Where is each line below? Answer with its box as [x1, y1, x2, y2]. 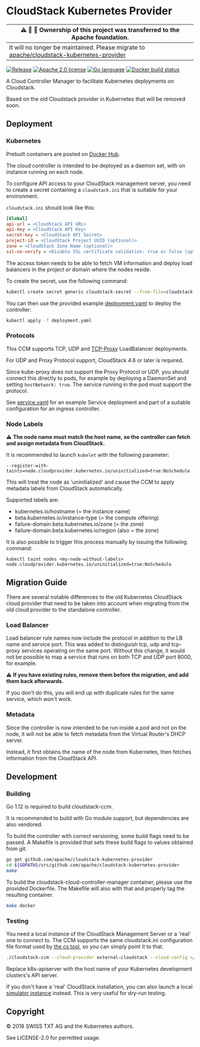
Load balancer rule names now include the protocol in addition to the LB [6, 634, 183, 641]
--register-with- [6, 463, 49, 469]
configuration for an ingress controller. [6, 405, 101, 412]
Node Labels [6, 420, 43, 428]
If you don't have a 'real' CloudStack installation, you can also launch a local [6, 983, 193, 990]
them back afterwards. [6, 678, 64, 685]
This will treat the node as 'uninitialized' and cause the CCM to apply [6, 478, 174, 486]
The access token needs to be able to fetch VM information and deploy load [6, 259, 192, 266]
